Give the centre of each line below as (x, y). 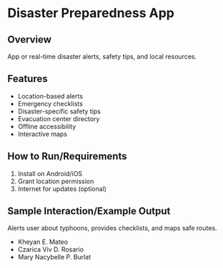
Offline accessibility (47, 126)
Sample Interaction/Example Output (89, 211)
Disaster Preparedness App (91, 13)
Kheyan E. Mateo (43, 242)
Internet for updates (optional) (62, 189)
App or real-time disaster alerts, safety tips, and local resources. (102, 56)
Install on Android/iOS (50, 173)
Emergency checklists (50, 103)
